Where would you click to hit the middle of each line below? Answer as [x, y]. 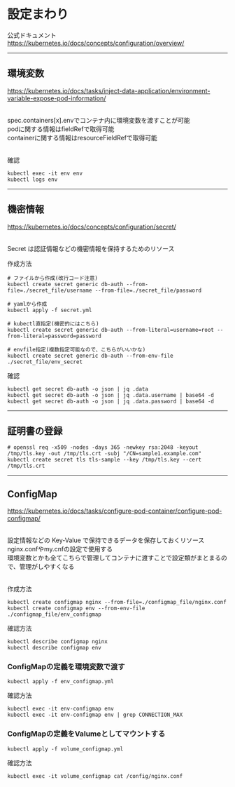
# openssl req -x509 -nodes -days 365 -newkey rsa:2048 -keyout [103, 448]
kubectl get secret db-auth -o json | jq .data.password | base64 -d [111, 401]
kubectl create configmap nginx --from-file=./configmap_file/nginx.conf [117, 603]
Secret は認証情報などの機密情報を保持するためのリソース [91, 248]
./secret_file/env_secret [45, 362]
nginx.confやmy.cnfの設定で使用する [60, 549]
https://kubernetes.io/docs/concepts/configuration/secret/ [92, 227]
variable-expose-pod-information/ [57, 98]
